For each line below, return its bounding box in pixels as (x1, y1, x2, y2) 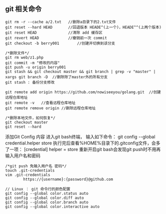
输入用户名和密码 (5, 153, 41, 159)
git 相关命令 (5, 5, 42, 14)
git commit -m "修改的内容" (5, 60, 60, 65)
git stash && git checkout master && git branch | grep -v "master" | (5, 69, 156, 74)
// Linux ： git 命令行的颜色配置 (5, 186, 71, 191)
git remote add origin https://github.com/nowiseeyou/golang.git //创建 (5, 90, 161, 95)
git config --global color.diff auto (5, 195, 84, 200)
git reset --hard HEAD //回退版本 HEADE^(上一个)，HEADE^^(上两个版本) (5, 25, 162, 30)
